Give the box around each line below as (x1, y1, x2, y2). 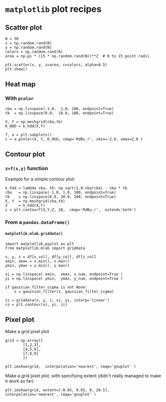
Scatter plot (5, 23, 42, 32)
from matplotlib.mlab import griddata (5, 245, 85, 251)
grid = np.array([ (5, 338, 43, 343)
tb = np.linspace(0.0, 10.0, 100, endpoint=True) (5, 111, 114, 115)
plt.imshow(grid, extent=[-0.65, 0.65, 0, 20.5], (5, 388, 110, 393)
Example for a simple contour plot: (5, 176, 75, 182)
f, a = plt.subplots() (5, 132, 52, 137)
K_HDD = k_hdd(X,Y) (5, 123, 46, 128)
